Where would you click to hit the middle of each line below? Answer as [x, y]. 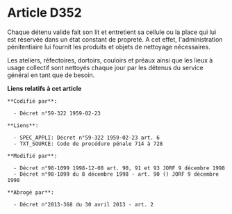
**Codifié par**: [32, 101]
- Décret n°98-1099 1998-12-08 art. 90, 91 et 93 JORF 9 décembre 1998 [119, 168]
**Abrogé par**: [31, 192]
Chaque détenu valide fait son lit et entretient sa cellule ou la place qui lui [112, 32]
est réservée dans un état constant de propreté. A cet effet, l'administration [115, 39]
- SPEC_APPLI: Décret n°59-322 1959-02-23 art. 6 [86, 138]
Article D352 [44, 13]
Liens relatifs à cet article [44, 88]
